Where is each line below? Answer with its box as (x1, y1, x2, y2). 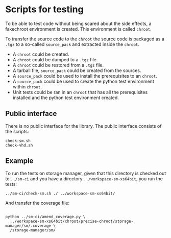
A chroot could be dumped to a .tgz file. (12, 56, 98, 62)
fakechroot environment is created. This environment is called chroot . (5, 26, 152, 32)
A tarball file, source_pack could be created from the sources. (12, 67, 141, 74)
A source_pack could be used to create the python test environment (12, 78, 154, 84)
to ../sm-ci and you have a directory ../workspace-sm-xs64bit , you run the (5, 175, 163, 182)
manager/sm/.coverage (5, 223, 52, 228)
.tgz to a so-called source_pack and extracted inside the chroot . (5, 41, 139, 47)
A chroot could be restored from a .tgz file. (12, 62, 104, 68)
